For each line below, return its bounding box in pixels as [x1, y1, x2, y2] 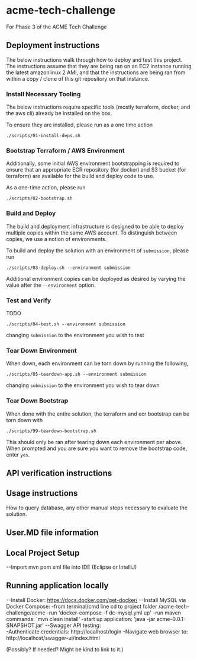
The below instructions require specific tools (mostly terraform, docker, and [6, 103, 190, 110]
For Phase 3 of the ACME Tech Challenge [6, 23, 107, 30]
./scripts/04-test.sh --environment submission [6, 321, 126, 327]
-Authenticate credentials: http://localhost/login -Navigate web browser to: [6, 628, 188, 635]
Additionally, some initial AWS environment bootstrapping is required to [6, 160, 180, 167]
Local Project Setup [6, 547, 80, 558]
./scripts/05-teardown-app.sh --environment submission [6, 372, 147, 378]
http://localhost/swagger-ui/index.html [6, 634, 101, 641]
